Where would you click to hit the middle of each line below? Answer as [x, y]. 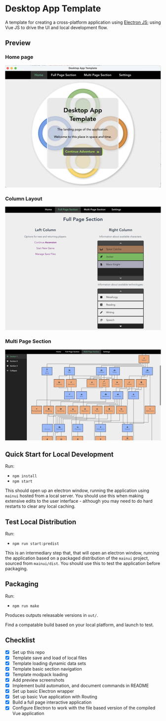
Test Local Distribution [41, 522]
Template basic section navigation [47, 669]
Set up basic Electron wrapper [43, 691]
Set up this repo [28, 652]
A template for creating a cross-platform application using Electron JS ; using [83, 22]
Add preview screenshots [38, 680]
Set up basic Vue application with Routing [55, 697]
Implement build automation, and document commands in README [81, 685]
